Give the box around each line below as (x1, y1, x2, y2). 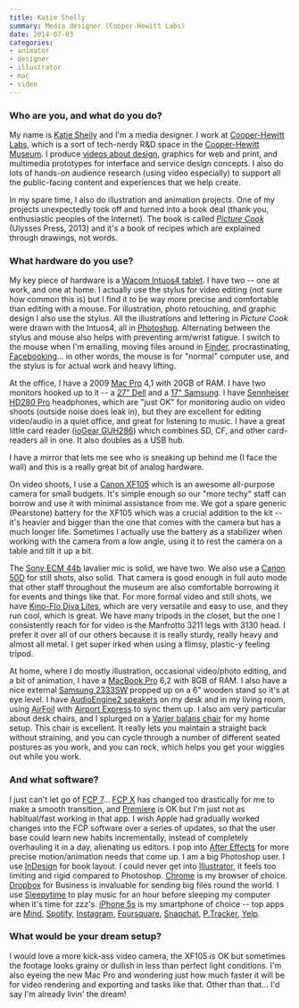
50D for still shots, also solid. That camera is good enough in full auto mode (9, 572, 287, 583)
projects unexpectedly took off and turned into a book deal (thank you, (9, 203, 270, 215)
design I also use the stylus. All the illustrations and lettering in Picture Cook (9, 313, 288, 324)
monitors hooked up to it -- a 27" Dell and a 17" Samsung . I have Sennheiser (9, 387, 289, 398)
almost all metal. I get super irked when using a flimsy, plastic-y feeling (9, 639, 270, 649)
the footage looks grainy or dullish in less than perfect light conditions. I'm (9, 960, 282, 970)
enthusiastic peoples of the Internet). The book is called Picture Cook (9, 213, 265, 224)
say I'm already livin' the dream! (9, 988, 127, 999)
